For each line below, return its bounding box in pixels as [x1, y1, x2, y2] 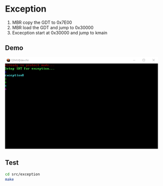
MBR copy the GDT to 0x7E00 [12, 19, 72, 25]
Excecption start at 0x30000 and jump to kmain [12, 30, 108, 35]
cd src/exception [5, 172, 40, 177]
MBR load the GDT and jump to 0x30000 [12, 24, 94, 30]
